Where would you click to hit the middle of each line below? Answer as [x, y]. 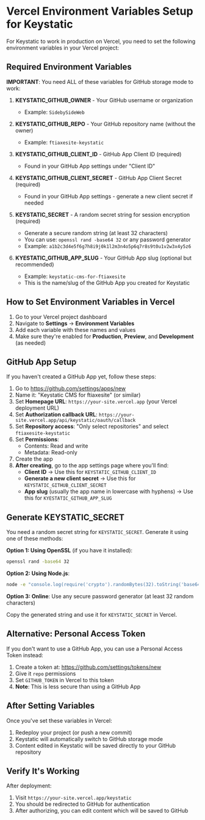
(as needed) [31, 343]
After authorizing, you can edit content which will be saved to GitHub [102, 811]
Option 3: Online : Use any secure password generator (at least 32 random [100, 596]
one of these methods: [35, 539]
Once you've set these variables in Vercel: [59, 720]
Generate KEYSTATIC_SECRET [66, 517]
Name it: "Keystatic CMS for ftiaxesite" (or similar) [78, 395]
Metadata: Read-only [51, 453]
